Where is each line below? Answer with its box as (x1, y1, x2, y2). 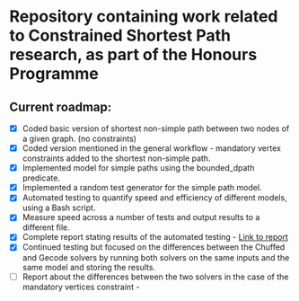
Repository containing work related (9, 6, 278, 27)
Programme (9, 64, 99, 84)
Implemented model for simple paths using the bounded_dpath (22, 163, 255, 173)
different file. (22, 222, 70, 233)
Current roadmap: (9, 99, 112, 114)
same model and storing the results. (22, 261, 155, 272)
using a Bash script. (22, 202, 96, 213)
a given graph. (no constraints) (22, 133, 137, 145)
